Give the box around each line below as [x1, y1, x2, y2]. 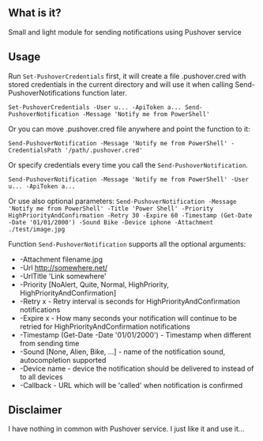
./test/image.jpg [8, 225, 66, 233]
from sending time [19, 338, 80, 348]
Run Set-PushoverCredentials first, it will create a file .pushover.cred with [8, 71, 246, 81]
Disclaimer [8, 403, 62, 417]
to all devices [19, 371, 63, 382]
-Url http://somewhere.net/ [19, 262, 108, 272]
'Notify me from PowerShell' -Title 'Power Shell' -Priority [8, 205, 214, 213]
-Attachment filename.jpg [19, 254, 103, 264]
